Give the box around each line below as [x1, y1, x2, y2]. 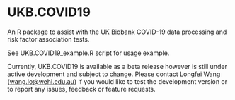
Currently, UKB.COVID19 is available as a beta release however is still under [7, 62, 228, 70]
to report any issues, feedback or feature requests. [7, 85, 156, 93]
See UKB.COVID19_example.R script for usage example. [7, 49, 170, 57]
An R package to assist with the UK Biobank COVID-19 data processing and [7, 27, 227, 36]
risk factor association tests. [7, 35, 90, 43]
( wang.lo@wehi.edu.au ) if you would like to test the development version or [7, 77, 228, 85]
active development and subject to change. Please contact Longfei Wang [7, 70, 221, 78]
